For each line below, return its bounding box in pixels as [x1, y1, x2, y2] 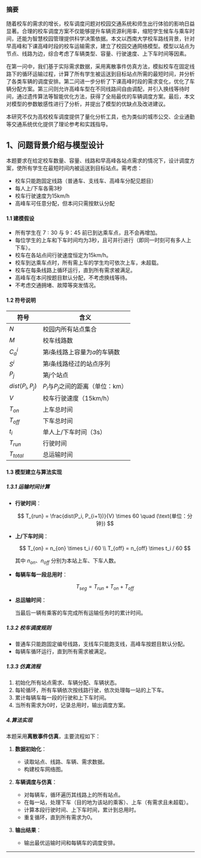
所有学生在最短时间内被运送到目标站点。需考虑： [22, 165, 142, 172]
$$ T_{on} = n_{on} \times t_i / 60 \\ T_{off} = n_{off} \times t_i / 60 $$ [19, 545, 191, 552]
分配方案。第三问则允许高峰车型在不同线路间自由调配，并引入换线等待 [11, 85, 184, 92]
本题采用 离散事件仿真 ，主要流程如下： [6, 733, 100, 740]
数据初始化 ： [14, 746, 47, 753]
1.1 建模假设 [6, 214, 35, 222]
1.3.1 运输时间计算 [6, 483, 50, 491]
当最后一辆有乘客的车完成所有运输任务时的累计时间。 [14, 609, 147, 617]
